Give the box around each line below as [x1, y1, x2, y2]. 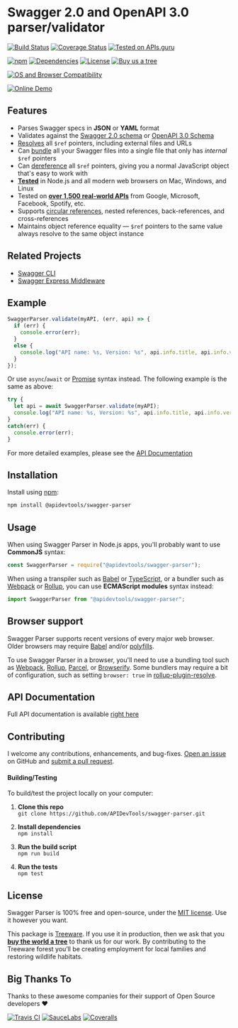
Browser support [7, 615, 84, 627]
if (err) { [13, 323, 46, 330]
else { [13, 342, 33, 349]
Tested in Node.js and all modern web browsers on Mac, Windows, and [17, 176, 227, 185]
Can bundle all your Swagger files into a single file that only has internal [17, 146, 227, 155]
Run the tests [17, 862, 58, 871]
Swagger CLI [17, 269, 56, 277]
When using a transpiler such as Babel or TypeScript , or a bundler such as [7, 574, 225, 583]
